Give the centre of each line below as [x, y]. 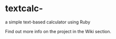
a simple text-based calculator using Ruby [48, 22]
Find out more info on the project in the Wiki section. [58, 31]
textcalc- [24, 9]
